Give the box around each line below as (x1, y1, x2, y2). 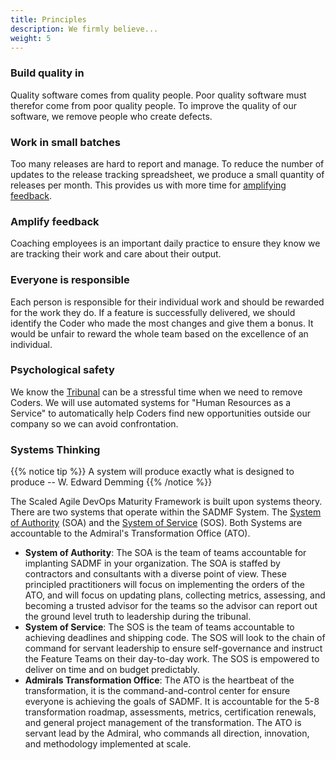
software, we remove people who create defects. (10, 110, 213, 122)
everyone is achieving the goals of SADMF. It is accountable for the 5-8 (24, 696, 320, 708)
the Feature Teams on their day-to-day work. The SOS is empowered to (24, 653, 320, 665)
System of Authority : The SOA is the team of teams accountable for (24, 547, 307, 559)
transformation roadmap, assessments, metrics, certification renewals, (24, 706, 317, 718)
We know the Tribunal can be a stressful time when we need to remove (10, 386, 303, 398)
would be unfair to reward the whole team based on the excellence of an (10, 327, 309, 340)
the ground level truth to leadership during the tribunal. (24, 611, 252, 623)
